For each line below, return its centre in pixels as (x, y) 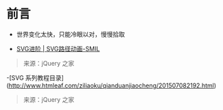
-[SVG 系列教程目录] (35, 78)
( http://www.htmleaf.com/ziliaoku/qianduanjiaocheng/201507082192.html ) (111, 85)
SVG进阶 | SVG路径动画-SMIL (58, 49)
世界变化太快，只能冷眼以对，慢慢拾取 (70, 34)
